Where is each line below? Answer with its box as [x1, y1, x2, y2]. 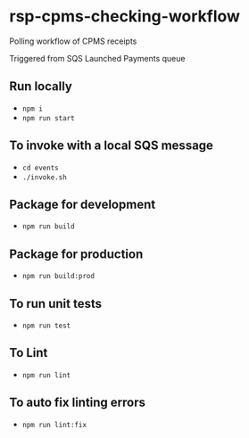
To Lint [9, 345, 48, 360]
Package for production [9, 246, 144, 261]
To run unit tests [9, 296, 103, 311]
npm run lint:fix [21, 420, 87, 429]
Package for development [9, 196, 156, 211]
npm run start [21, 113, 75, 122]
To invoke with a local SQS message [9, 138, 214, 153]
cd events [21, 163, 60, 172]
